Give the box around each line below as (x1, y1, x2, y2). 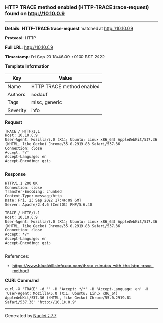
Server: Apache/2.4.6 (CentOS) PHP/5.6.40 (5, 202, 92, 207)
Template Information (5, 63, 50, 69)
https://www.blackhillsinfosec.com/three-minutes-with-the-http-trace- (12, 263, 154, 269)
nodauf (31, 91, 48, 98)
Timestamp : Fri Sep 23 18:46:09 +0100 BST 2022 (5, 54, 105, 60)
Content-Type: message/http (5, 194, 62, 199)
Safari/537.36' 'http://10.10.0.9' (5, 300, 77, 304)
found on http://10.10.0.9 (5, 10, 65, 17)
